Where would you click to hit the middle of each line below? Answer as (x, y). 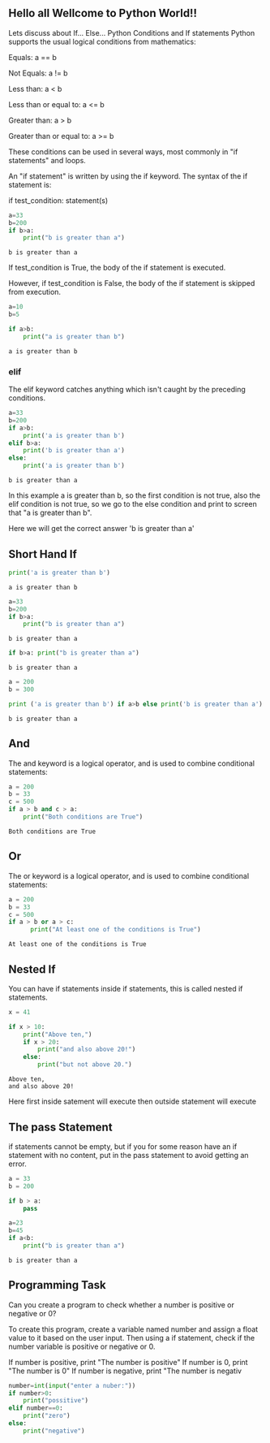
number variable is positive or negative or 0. (82, 1346)
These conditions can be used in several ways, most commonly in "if (123, 151)
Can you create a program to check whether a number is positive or (122, 1305)
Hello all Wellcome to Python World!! (103, 13)
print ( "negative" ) (54, 1431)
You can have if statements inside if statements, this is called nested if (126, 988)
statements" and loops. (47, 160)
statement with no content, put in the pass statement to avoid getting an (129, 1155)
